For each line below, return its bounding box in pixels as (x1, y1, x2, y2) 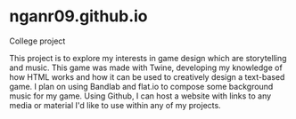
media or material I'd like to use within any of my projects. (9, 99, 221, 110)
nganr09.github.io (9, 6, 149, 27)
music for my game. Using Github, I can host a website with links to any (9, 91, 272, 101)
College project (9, 36, 66, 46)
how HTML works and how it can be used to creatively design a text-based (9, 71, 285, 82)
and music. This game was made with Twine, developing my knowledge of (9, 62, 283, 73)
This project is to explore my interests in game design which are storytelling (9, 52, 287, 63)
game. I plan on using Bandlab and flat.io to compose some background (9, 81, 274, 91)
